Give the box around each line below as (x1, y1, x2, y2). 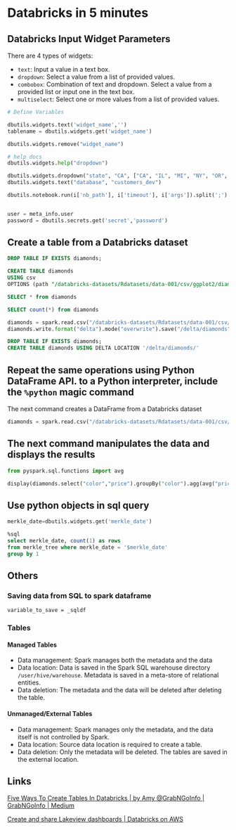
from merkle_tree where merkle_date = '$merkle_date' (7, 543, 169, 551)
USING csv (7, 274, 37, 282)
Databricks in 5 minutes (7, 5, 149, 21)
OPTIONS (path (7, 281, 49, 288)
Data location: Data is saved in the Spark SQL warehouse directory (17, 663, 211, 672)
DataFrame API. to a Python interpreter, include (7, 375, 218, 387)
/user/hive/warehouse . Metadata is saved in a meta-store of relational (17, 671, 219, 680)
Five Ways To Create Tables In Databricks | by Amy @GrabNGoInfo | (7, 794, 205, 803)
